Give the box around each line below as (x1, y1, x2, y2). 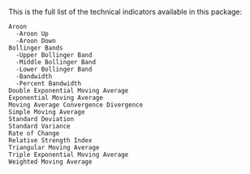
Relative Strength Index (8, 137, 93, 145)
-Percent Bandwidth (15, 80, 82, 88)
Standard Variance (8, 122, 71, 130)
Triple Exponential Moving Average (8, 150, 129, 159)
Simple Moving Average (8, 108, 85, 116)
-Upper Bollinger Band (15, 51, 93, 59)
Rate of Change (8, 129, 60, 137)
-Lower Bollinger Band (15, 65, 93, 73)
